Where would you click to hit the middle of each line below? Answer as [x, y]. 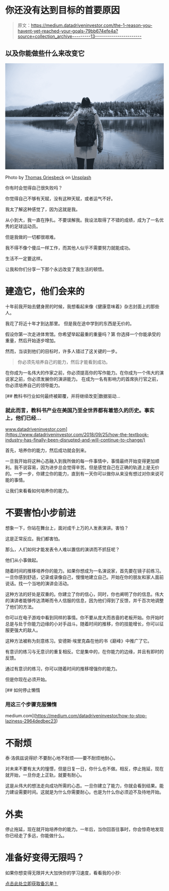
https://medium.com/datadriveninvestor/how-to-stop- [91, 716]
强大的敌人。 [27, 630]
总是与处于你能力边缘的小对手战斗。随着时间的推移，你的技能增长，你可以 [82, 624]
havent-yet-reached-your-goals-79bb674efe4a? [68, 31]
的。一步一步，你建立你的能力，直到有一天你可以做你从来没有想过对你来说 [82, 474]
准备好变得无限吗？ [45, 858]
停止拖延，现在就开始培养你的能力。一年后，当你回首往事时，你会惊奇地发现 [84, 829]
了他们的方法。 [21, 607]
